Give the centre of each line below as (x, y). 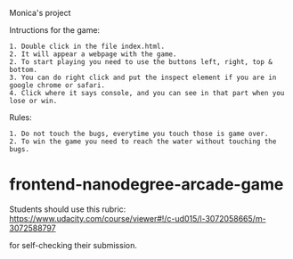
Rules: (21, 117)
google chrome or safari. (57, 85)
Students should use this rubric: (68, 209)
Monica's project (40, 13)
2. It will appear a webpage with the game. (93, 54)
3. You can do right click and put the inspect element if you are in (143, 77)
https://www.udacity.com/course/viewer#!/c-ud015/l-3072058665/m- (138, 218)
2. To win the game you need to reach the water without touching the (143, 142)
